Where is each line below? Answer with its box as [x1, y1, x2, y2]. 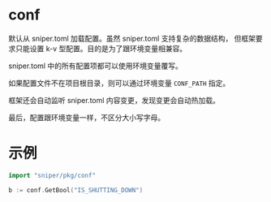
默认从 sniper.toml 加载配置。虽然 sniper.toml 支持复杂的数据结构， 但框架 [8, 33, 256, 43]
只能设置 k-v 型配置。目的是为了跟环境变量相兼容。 [15, 43, 187, 54]
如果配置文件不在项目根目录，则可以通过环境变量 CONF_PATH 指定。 [8, 78, 230, 88]
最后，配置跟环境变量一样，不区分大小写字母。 [8, 112, 165, 122]
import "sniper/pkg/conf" [8, 171, 96, 179]
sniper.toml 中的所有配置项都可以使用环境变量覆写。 [8, 61, 183, 71]
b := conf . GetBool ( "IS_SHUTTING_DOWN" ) [8, 186, 144, 194]
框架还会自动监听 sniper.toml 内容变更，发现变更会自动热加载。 [8, 95, 221, 105]
